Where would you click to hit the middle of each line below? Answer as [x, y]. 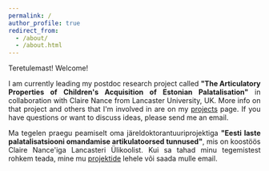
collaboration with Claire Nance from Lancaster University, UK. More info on [134, 101]
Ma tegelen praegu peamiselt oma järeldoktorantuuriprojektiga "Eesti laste [134, 133]
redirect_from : [34, 30]
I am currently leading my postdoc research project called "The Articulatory [134, 84]
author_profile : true [44, 23]
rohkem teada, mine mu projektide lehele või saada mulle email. [113, 159]
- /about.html [39, 46]
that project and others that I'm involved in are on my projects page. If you [134, 109]
